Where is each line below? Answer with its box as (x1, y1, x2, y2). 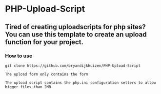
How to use (5, 52, 33, 59)
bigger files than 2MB (5, 84, 51, 89)
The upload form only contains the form (5, 72, 89, 77)
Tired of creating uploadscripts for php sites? (5, 23, 146, 31)
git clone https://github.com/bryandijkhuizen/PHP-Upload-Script (5, 63, 141, 68)
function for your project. (5, 38, 84, 46)
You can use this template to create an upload (5, 30, 147, 38)
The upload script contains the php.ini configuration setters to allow (5, 80, 156, 85)
